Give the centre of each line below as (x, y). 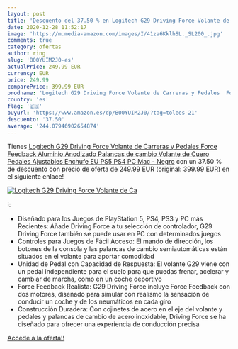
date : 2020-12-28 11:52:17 (47, 27)
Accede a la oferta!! (36, 338)
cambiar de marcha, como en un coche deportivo (90, 279)
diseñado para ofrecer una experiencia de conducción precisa (108, 324)
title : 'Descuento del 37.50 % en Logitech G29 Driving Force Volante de (119, 21)
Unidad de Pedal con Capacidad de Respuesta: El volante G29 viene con (124, 264)
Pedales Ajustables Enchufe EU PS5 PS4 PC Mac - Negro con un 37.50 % (115, 161)
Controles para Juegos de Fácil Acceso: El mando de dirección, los (115, 241)
